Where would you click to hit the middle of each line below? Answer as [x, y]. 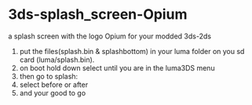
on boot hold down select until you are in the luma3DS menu [117, 67]
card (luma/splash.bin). [57, 60]
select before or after [54, 85]
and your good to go [53, 92]
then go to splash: [49, 76]
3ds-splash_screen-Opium [98, 14]
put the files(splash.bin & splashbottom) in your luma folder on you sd [132, 51]
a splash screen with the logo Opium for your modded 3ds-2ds [110, 36]
